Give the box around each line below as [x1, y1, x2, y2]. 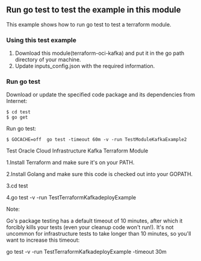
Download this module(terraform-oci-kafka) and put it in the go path [14, 49, 185, 57]
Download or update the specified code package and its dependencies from [6, 91, 196, 98]
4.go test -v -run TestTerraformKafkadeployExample [6, 194, 137, 201]
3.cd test [6, 182, 28, 189]
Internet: [6, 98, 28, 105]
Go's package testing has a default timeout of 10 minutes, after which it [6, 217, 183, 225]
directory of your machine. [14, 56, 81, 63]
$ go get [6, 115, 28, 121]
